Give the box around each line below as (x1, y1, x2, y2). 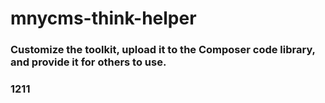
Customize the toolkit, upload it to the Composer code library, (10, 43, 316, 57)
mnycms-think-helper (10, 7, 197, 30)
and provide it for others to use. (10, 55, 167, 69)
